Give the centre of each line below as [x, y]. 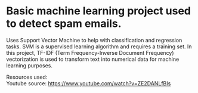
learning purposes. [29, 65]
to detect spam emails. [64, 24]
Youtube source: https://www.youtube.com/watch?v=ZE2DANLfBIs [89, 83]
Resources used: [27, 77]
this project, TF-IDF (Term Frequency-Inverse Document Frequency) [90, 52]
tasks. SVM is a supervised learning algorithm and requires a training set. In [99, 46]
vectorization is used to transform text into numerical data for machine [93, 59]
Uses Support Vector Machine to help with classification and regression [94, 40]
